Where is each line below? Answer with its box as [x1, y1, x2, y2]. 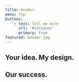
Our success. [5, 70, 48, 79]
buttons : [5, 16, 23, 21]
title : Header [5, 7, 35, 12]
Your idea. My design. [5, 53, 75, 62]
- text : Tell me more [14, 21, 59, 26]
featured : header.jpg [5, 35, 50, 40]
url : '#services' [18, 26, 55, 31]
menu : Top [5, 12, 26, 17]
